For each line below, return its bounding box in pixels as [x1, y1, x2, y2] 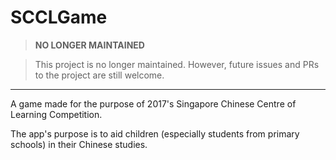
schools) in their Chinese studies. [10, 138, 148, 150]
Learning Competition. [10, 108, 103, 120]
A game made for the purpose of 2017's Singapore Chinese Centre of [10, 97, 297, 110]
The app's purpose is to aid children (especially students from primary [10, 127, 300, 140]
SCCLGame [10, 6, 108, 29]
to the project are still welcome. [34, 69, 165, 81]
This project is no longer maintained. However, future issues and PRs [34, 58, 320, 70]
